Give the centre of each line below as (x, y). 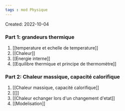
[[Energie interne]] (31, 58)
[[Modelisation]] (29, 103)
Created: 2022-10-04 (27, 24)
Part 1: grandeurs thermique (40, 37)
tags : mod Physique (27, 10)
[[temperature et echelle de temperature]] (55, 47)
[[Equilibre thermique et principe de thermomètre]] (64, 63)
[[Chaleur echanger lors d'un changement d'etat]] (63, 98)
